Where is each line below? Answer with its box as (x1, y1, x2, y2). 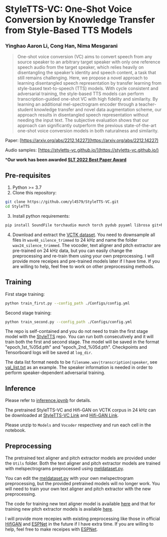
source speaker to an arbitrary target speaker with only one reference (17, 59, 161, 65)
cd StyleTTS (5, 204, 30, 209)
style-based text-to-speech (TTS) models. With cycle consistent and (17, 86, 159, 92)
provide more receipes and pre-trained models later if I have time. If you (12, 258, 160, 264)
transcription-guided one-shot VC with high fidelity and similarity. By (17, 96, 158, 102)
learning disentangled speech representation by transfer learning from (17, 80, 162, 86)
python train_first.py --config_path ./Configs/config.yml (5, 300, 130, 306)
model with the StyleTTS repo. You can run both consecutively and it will (5, 334, 154, 340)
